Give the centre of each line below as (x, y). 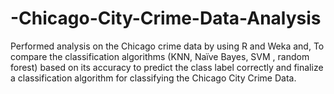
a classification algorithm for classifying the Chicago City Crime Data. (153, 78)
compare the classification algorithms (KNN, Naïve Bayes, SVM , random (160, 56)
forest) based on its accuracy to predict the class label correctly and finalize (167, 67)
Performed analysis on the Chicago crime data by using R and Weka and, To (167, 46)
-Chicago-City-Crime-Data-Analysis (166, 18)
